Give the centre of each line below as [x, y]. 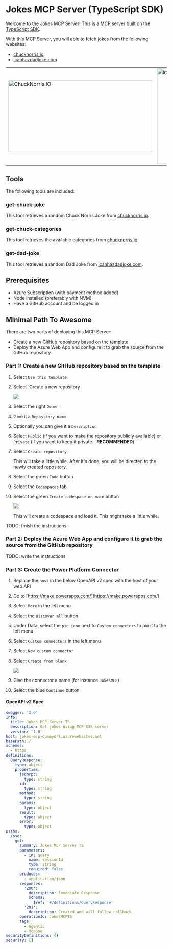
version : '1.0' [27, 732]
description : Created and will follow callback [80, 912]
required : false [46, 869]
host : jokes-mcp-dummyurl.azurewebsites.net [54, 736]
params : [28, 803]
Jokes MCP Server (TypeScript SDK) [85, 9]
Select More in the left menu [42, 606]
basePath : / [18, 741]
